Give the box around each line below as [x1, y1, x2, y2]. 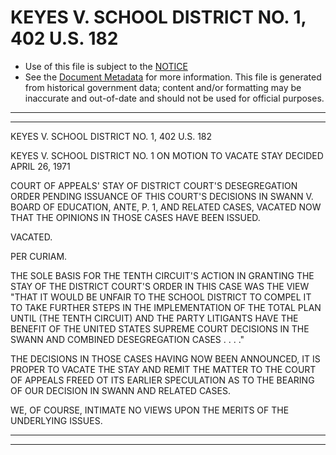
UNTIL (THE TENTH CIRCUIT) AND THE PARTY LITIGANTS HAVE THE [10, 312, 299, 324]
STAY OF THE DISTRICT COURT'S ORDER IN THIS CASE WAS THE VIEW [10, 280, 310, 292]
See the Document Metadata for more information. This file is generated [24, 71, 322, 83]
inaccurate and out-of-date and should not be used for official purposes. [24, 92, 325, 104]
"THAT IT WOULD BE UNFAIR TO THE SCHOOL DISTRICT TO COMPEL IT [10, 291, 312, 303]
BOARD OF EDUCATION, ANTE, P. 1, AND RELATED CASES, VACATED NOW [10, 201, 322, 213]
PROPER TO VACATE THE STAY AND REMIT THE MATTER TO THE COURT [10, 363, 317, 375]
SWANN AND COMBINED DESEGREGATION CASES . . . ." [10, 333, 245, 345]
